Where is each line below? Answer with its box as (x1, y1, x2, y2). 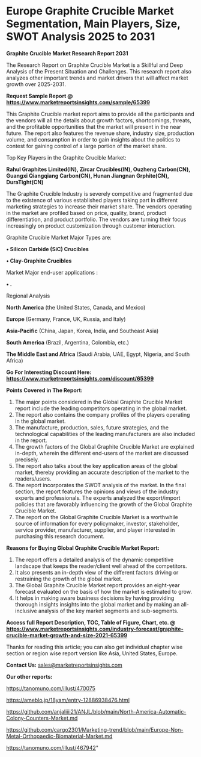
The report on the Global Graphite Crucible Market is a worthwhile (14, 513, 178, 520)
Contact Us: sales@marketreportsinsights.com (6, 661, 123, 668)
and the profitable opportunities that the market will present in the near (6, 123, 181, 130)
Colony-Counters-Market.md (6, 714, 78, 721)
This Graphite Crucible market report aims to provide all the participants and (6, 110, 195, 117)
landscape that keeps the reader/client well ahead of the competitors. (14, 562, 187, 570)
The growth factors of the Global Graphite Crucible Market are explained (14, 443, 194, 450)
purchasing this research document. (14, 532, 105, 540)
